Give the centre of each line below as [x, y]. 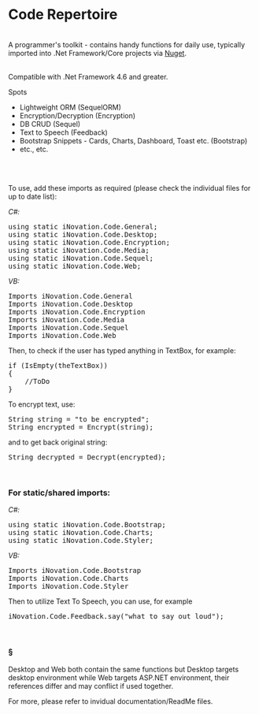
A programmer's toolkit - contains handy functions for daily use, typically [127, 44]
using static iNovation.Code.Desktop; [83, 234]
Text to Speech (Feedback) [63, 132]
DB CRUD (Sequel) [50, 124]
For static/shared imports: [59, 493]
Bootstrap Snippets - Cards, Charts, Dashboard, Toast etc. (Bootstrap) [133, 140]
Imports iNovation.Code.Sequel [68, 327]
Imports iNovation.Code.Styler [68, 586]
